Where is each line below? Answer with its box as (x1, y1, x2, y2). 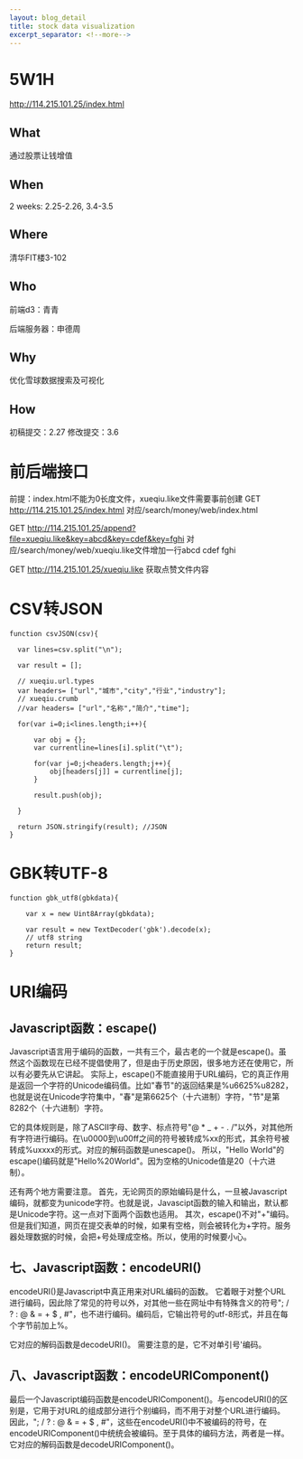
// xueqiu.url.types (17, 677, 95, 687)
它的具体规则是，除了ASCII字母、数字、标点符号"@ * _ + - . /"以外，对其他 (9, 1122, 286, 1132)
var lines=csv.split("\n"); (17, 645, 124, 655)
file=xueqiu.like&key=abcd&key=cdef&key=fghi (9, 534, 185, 545)
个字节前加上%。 (9, 1320, 73, 1331)
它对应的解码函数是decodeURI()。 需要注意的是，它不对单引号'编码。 (9, 1339, 267, 1350)
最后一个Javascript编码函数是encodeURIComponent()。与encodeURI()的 (9, 1393, 280, 1405)
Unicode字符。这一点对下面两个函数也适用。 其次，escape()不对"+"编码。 (16, 1209, 294, 1220)
